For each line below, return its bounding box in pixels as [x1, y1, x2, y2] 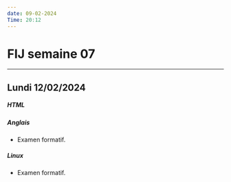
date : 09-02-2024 [7, 10, 57, 17]
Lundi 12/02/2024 [7, 82, 86, 93]
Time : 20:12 [7, 16, 41, 23]
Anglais [7, 118, 30, 126]
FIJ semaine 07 [7, 46, 96, 62]
